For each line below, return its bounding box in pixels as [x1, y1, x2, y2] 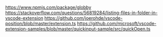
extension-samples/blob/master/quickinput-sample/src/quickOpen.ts [5, 26, 151, 32]
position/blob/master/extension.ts [5, 20, 76, 26]
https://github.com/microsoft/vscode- [77, 20, 157, 26]
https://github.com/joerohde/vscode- [44, 15, 123, 21]
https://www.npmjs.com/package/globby [5, 5, 92, 10]
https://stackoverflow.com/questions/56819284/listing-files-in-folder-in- [5, 10, 158, 16]
